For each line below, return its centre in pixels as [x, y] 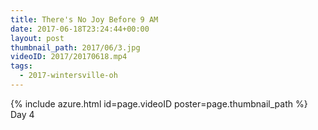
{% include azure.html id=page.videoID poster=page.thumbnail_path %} [159, 103]
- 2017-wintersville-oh [68, 76]
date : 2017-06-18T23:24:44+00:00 [80, 29]
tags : [21, 66]
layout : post [37, 38]
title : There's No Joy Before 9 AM [84, 19]
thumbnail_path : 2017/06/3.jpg [75, 47]
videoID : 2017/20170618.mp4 [69, 57]
